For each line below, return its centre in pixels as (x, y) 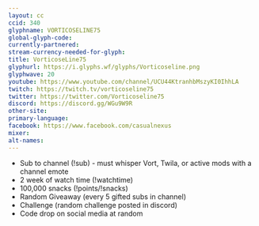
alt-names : (26, 140)
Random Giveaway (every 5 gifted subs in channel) (103, 196)
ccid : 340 (25, 23)
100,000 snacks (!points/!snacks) (74, 188)
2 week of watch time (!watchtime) (76, 179)
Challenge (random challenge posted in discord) (99, 205)
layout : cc (26, 15)
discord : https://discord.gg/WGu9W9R (70, 104)
